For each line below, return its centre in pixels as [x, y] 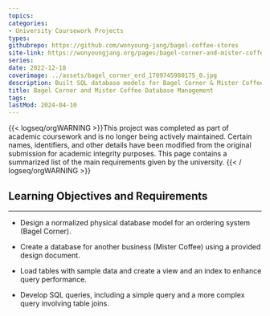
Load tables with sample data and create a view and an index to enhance [141, 270]
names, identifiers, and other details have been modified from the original [130, 145]
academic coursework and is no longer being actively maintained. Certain [130, 136]
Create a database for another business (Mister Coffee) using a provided [140, 246]
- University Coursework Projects [66, 30]
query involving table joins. [65, 303]
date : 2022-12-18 [37, 68]
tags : [17, 98]
